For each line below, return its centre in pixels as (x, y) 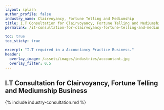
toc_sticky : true (23, 41)
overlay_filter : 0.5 (30, 63)
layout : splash (20, 9)
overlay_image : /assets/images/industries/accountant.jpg (70, 59)
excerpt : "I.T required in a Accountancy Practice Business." (70, 50)
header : (13, 54)
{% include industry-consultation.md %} (46, 102)
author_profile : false (28, 14)
